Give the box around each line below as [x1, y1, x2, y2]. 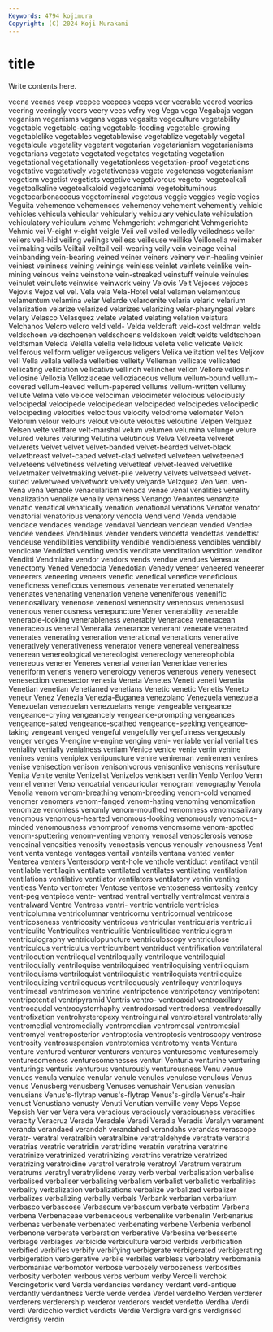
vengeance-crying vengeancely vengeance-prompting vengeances [8, 710, 236, 720]
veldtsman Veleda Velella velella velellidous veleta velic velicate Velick [8, 339, 244, 349]
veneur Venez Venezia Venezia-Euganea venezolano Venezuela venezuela [8, 692, 258, 703]
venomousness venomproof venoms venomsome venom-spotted [35, 822, 254, 832]
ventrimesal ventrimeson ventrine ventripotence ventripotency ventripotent [8, 987, 260, 996]
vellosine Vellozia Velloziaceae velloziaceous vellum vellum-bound [8, 373, 231, 383]
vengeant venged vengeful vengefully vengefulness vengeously [31, 727, 246, 737]
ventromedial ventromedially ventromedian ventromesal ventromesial [8, 1021, 240, 1030]
